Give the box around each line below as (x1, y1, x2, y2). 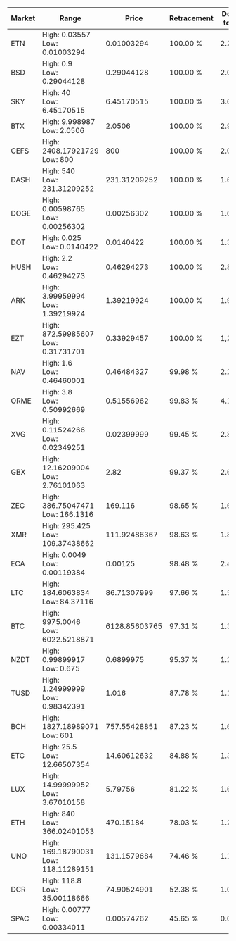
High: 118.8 (41, 876, 82, 885)
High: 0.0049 (41, 550, 86, 559)
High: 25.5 (41, 742, 77, 752)
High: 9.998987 (41, 117, 96, 126)
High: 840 (41, 809, 76, 818)
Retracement (169, 13, 214, 23)
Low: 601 (41, 730, 74, 740)
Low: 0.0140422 (41, 242, 98, 251)
